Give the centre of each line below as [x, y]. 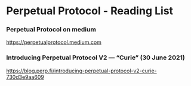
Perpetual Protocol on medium [51, 30]
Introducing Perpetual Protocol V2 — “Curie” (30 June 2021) [95, 58]
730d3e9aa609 [25, 77]
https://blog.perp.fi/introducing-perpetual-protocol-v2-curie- [81, 71]
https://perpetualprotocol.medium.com [54, 42]
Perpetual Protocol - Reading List [90, 11]
